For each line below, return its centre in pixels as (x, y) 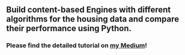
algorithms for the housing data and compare (92, 19)
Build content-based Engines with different (89, 10)
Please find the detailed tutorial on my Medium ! (77, 45)
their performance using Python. (69, 28)
